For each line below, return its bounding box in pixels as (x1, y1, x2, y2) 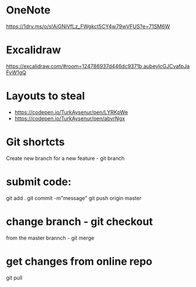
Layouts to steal (6, 89, 85, 103)
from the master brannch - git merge (6, 234, 95, 241)
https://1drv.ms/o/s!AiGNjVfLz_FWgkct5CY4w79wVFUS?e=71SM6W (6, 23, 170, 30)
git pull (6, 274, 23, 281)
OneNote (6, 4, 51, 17)
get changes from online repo (6, 255, 153, 268)
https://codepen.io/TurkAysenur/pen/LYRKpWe (14, 109, 128, 116)
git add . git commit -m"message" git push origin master (6, 194, 142, 202)
